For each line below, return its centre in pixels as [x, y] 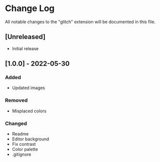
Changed [16, 123]
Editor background [30, 139]
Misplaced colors [29, 111]
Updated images [28, 88]
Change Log [30, 8]
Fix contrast [24, 144]
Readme [20, 134]
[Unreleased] [25, 37]
